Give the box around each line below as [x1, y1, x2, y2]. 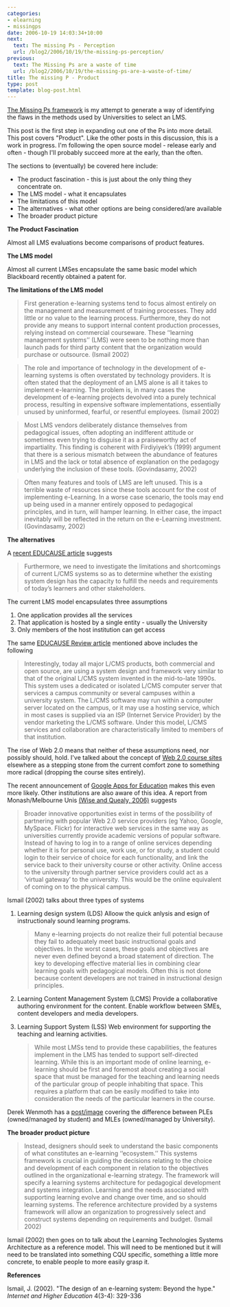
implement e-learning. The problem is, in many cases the [23, 386, 185, 394]
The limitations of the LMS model [7, 286, 104, 294]
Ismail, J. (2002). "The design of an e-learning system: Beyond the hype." [7, 1284, 216, 1293]
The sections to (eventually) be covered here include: [7, 162, 158, 170]
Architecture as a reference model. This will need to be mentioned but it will [7, 1243, 221, 1251]
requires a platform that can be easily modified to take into [34, 1087, 200, 1095]
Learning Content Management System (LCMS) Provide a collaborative [16, 995, 218, 1003]
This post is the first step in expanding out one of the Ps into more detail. [7, 127, 213, 135]
